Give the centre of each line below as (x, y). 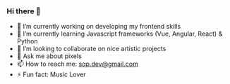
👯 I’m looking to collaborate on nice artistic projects (91, 49)
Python (27, 41)
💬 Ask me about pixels (49, 56)
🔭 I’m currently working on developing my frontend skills (99, 27)
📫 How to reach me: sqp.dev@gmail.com (77, 64)
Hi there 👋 (24, 11)
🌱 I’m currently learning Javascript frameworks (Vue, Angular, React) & (120, 34)
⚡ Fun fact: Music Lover (51, 75)
